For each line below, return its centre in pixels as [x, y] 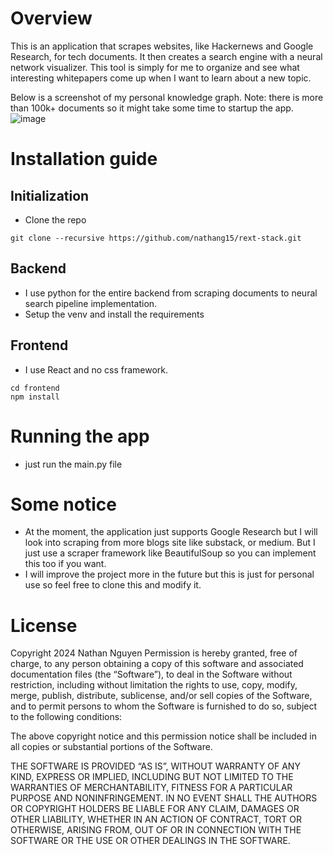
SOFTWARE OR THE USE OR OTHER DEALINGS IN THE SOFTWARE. [150, 841]
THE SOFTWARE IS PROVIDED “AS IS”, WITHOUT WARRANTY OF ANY [155, 766]
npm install [35, 397]
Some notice [63, 504]
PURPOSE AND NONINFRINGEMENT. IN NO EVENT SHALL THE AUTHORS [164, 798]
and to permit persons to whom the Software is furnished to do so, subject [164, 706]
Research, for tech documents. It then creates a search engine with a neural [166, 56]
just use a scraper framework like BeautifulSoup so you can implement [170, 553]
